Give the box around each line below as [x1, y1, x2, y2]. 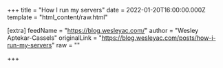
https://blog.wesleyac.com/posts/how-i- [101, 34, 216, 42]
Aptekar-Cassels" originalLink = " [7, 34, 102, 42]
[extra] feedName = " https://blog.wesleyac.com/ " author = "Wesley [7, 27, 199, 34]
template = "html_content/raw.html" [7, 13, 108, 21]
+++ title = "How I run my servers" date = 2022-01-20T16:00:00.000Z [7, 6, 206, 14]
